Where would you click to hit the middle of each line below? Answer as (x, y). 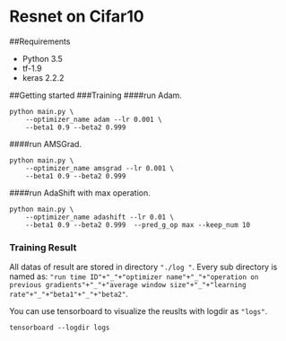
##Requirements (40, 41)
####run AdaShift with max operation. (80, 192)
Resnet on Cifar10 (77, 17)
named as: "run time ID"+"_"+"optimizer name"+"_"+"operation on (134, 276)
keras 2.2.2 (43, 77)
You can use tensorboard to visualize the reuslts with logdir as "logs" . (139, 311)
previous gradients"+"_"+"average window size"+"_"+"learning (128, 285)
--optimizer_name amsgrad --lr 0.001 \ (100, 168)
